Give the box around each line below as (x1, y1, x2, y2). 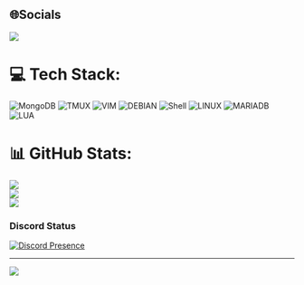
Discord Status (9, 219, 77, 232)
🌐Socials (9, 7, 62, 23)
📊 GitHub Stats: (9, 143, 133, 164)
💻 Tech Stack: (9, 64, 121, 84)
